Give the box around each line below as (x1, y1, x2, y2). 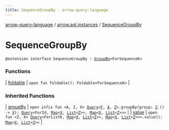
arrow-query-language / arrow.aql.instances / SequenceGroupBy (5, 21, 142, 28)
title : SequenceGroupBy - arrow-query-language (5, 7, 108, 13)
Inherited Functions (5, 92, 55, 99)
